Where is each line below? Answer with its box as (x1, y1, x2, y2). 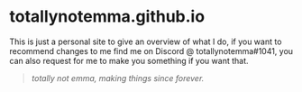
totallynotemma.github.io (9, 6, 206, 27)
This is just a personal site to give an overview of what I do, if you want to (9, 36, 282, 47)
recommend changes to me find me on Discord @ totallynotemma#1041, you (9, 45, 294, 56)
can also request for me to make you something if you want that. (9, 55, 250, 66)
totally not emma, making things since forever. (31, 72, 205, 83)
